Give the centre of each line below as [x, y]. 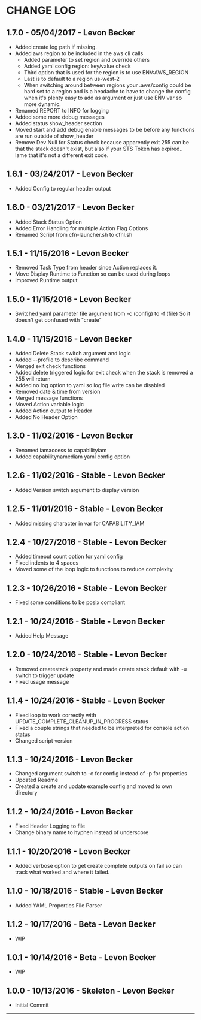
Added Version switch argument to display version [77, 490]
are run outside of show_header [54, 136]
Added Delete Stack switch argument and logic [73, 354]
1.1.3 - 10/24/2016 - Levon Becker [70, 759]
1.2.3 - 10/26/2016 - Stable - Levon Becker [87, 588]
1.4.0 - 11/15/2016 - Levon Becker [69, 339]
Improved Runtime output [46, 280]
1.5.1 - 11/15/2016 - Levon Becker [68, 253]
